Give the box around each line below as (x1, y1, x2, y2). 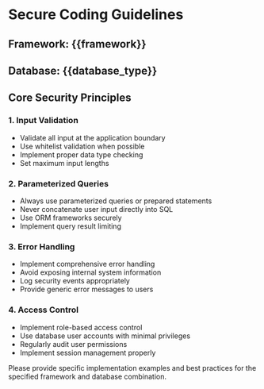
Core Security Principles (8, 91, 132, 105)
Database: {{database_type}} (8, 64, 158, 77)
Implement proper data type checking (19, 149, 143, 160)
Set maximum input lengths (19, 158, 109, 168)
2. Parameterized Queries (8, 178, 109, 189)
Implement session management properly (19, 348, 156, 357)
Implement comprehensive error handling (19, 260, 155, 269)
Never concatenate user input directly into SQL (19, 204, 174, 214)
